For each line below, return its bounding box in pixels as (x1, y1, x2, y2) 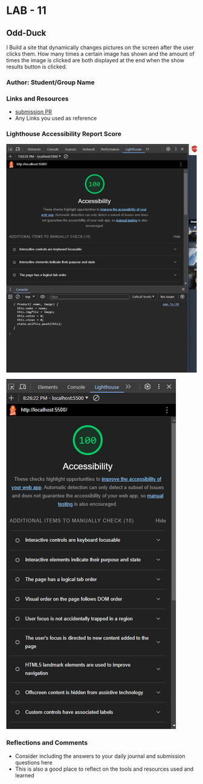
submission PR (14, 108, 53, 116)
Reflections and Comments (6, 739, 88, 747)
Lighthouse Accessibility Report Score (6, 130, 122, 138)
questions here (14, 759, 53, 766)
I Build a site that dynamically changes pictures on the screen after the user (6, 44, 195, 51)
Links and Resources (6, 94, 69, 103)
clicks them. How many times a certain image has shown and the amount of (6, 50, 195, 58)
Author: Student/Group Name (6, 78, 95, 87)
